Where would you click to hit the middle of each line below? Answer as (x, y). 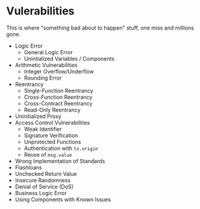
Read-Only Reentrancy (52, 110)
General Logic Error (48, 52)
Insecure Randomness (43, 180)
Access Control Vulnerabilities (52, 122)
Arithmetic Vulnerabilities (46, 65)
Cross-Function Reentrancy (58, 97)
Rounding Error (43, 78)
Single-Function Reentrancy (58, 90)
